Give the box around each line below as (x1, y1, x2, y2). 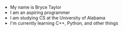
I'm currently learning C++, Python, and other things (10, 20, 118, 26)
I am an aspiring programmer (10, 9, 70, 15)
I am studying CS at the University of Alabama (10, 15, 105, 20)
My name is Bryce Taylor (10, 4, 62, 10)
